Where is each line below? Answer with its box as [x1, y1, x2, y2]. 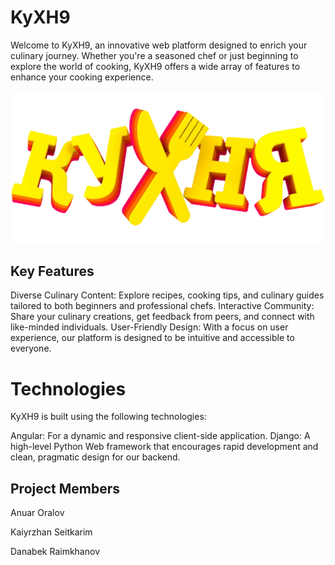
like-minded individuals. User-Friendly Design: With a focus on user [10, 321, 289, 333]
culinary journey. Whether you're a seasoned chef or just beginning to [10, 49, 299, 61]
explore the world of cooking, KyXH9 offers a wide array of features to [10, 60, 301, 72]
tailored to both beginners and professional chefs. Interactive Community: [10, 300, 315, 312]
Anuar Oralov [10, 507, 65, 519]
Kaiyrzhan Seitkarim [10, 526, 93, 538]
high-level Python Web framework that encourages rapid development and [10, 441, 319, 453]
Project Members [10, 480, 121, 497]
